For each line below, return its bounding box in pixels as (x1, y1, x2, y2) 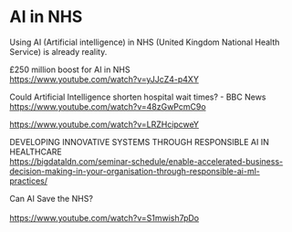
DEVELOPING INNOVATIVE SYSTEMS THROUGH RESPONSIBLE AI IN (9, 136, 269, 147)
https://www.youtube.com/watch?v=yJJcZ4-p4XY (9, 73, 199, 84)
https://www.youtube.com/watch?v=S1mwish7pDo (9, 212, 200, 223)
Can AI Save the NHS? (9, 193, 94, 204)
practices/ (9, 175, 48, 186)
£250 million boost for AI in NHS (9, 64, 130, 75)
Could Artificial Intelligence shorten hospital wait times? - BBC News (9, 91, 266, 102)
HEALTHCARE (9, 146, 62, 157)
